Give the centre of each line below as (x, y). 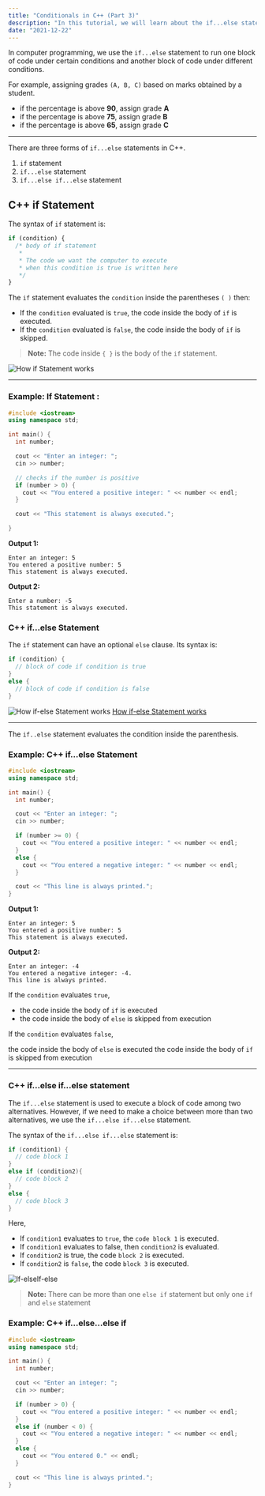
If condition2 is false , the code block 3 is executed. (104, 1264)
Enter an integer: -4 (44, 967)
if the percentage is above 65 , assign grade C (94, 125)
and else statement (59, 1303)
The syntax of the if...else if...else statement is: (93, 1135)
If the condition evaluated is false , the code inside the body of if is (130, 330)
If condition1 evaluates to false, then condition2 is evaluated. (119, 1247)
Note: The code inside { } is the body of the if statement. (122, 353)
